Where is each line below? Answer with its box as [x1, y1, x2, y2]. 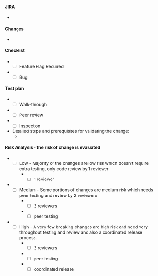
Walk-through [19, 101, 47, 107]
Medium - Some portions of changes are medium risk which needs [19, 187, 153, 193]
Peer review [19, 112, 44, 118]
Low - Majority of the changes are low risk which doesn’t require [19, 161, 149, 166]
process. [19, 234, 37, 240]
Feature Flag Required [19, 64, 64, 69]
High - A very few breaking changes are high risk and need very [19, 224, 148, 230]
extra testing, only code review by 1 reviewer [19, 166, 109, 172]
